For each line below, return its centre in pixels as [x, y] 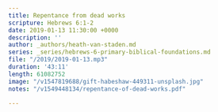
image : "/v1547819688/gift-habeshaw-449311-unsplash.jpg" [106, 81]
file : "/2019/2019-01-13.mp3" [58, 60]
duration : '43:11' [38, 67]
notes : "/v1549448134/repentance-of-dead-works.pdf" [97, 89]
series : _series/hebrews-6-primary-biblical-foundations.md [110, 52]
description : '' [35, 37]
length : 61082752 [37, 74]
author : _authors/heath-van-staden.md [72, 45]
